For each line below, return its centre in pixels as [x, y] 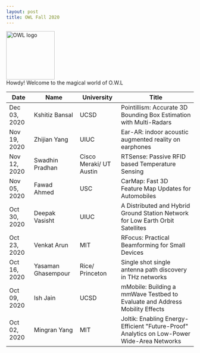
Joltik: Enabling [142, 318]
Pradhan [46, 167]
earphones [136, 146]
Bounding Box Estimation [156, 115]
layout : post [22, 12]
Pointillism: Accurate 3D [154, 107]
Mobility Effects [143, 309]
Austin [89, 171]
